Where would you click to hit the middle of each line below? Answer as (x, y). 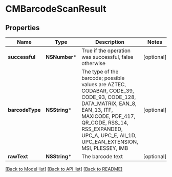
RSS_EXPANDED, (102, 129)
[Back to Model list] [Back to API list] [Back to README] (64, 169)
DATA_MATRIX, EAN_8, (109, 104)
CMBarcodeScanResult (56, 9)
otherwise (94, 63)
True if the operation (106, 50)
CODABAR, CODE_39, (108, 91)
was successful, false (107, 57)
